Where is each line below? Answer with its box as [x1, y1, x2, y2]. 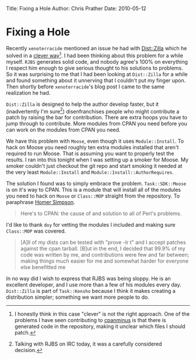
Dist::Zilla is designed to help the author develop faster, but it [6, 101, 159, 108]
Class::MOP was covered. [6, 227, 66, 234]
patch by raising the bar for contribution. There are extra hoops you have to [6, 114, 188, 121]
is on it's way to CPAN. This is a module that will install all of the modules [6, 187, 181, 194]
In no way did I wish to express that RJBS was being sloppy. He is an [6, 275, 171, 282]
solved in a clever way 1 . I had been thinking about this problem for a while [6, 51, 184, 59]
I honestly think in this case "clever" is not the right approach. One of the [14, 310, 190, 317]
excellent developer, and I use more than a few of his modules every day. [6, 281, 182, 288]
